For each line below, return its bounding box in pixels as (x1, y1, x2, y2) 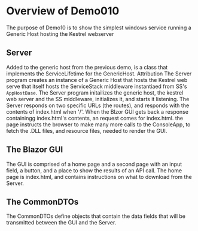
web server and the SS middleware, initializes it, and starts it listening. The (6, 95, 190, 102)
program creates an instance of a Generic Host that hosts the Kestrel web (6, 76, 188, 83)
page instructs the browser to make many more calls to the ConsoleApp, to (6, 121, 191, 128)
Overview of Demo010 (6, 4, 120, 18)
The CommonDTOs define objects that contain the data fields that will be (6, 212, 185, 220)
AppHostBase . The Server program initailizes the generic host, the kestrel (6, 89, 184, 96)
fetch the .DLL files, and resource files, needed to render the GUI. (6, 127, 167, 134)
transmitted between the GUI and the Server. (6, 219, 117, 226)
